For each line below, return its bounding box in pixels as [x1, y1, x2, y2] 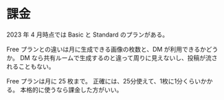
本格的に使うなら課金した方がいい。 [19, 86, 123, 94]
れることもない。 [6, 62, 55, 70]
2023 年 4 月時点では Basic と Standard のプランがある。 [6, 30, 169, 39]
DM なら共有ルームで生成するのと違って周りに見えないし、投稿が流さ [19, 53, 218, 62]
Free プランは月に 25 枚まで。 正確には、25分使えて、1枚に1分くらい [6, 77, 201, 85]
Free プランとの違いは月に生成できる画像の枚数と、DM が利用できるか [6, 45, 207, 53]
